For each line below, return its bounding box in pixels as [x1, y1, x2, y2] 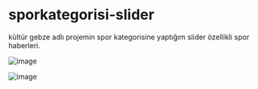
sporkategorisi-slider [8, 6, 155, 24]
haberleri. [8, 40, 40, 50]
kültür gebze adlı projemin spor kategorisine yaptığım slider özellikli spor [8, 32, 250, 42]
